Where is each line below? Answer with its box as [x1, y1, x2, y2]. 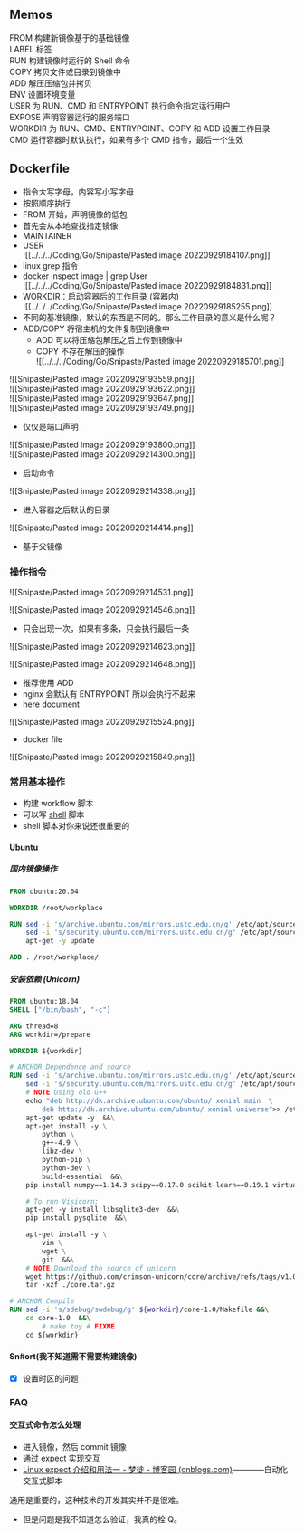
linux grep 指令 [22, 260, 79, 271]
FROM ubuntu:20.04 [9, 887, 79, 896]
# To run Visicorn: [25, 1196, 100, 1206]
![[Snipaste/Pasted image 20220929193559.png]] [9, 373, 195, 384]
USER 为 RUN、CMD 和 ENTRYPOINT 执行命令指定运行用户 [9, 100, 231, 111]
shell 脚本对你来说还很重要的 [22, 821, 130, 832]
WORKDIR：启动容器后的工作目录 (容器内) [22, 290, 179, 301]
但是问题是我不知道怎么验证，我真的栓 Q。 [22, 1514, 183, 1525]
